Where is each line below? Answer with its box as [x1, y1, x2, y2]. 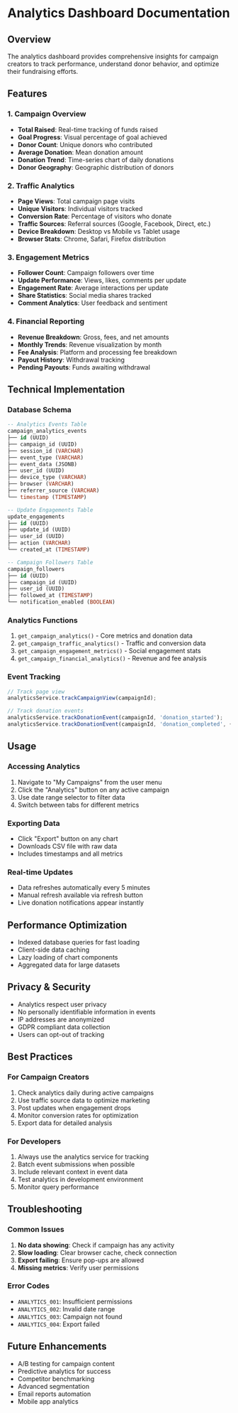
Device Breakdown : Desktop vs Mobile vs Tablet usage [17, 227, 181, 235]
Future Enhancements [7, 1341, 108, 1353]
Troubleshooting [7, 1203, 83, 1215]
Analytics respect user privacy [17, 1000, 107, 1009]
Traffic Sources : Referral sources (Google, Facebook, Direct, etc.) [17, 219, 211, 228]
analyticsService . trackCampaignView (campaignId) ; [7, 694, 157, 702]
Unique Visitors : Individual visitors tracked [17, 204, 143, 213]
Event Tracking [7, 672, 61, 682]
